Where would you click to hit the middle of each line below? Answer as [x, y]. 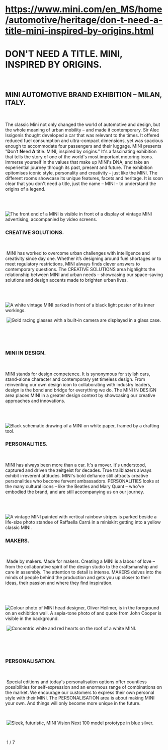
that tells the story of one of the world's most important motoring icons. [79, 157]
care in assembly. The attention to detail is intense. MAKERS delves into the [83, 572]
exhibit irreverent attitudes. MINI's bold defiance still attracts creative [77, 475]
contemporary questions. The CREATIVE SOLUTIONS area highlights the [80, 270]
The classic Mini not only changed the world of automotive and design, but [83, 124]
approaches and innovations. [35, 401]
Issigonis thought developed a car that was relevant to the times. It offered [82, 135]
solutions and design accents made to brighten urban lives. [67, 280]
